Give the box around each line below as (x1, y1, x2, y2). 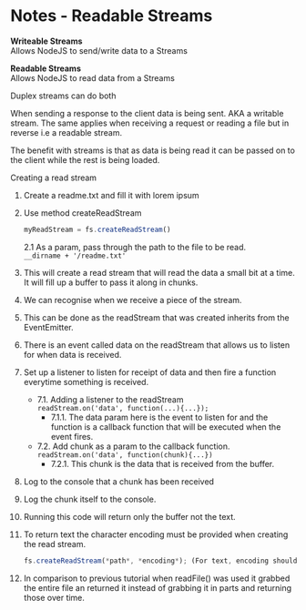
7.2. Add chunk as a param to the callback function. (36, 441, 230, 452)
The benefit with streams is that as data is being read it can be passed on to (10, 145, 295, 156)
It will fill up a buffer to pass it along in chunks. (23, 277, 199, 288)
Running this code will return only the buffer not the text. (23, 511, 236, 522)
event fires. (50, 431, 94, 442)
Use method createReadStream (23, 207, 142, 219)
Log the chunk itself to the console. (23, 493, 157, 504)
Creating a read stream (10, 172, 97, 183)
